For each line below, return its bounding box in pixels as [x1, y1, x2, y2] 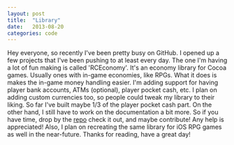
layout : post [7, 10, 45, 17]
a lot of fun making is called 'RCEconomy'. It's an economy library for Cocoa [7, 63, 227, 72]
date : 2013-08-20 [7, 23, 64, 30]
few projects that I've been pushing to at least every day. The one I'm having [7, 56, 228, 65]
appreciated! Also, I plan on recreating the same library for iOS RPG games [7, 123, 222, 131]
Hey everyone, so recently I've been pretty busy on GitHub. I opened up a [7, 49, 220, 57]
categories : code [7, 29, 58, 37]
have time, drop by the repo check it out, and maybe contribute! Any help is [7, 116, 225, 124]
